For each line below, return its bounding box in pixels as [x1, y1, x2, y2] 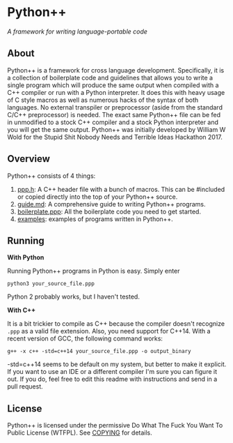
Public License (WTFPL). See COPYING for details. [7, 428, 153, 437]
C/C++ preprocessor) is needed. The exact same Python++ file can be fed [7, 110, 221, 119]
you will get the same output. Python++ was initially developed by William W [7, 125, 226, 133]
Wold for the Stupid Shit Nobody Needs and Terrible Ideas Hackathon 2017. [7, 133, 223, 141]
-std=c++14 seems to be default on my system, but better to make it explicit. [7, 360, 227, 368]
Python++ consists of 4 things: [7, 172, 96, 180]
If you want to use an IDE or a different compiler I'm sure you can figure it [7, 368, 218, 376]
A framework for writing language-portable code [7, 27, 148, 36]
